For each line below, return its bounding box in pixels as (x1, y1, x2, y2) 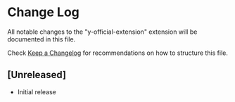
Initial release (17, 87, 56, 96)
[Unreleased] (7, 69, 67, 81)
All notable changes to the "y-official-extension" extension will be (7, 27, 198, 36)
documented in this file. (7, 34, 76, 43)
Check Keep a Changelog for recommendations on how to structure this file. (7, 49, 229, 57)
